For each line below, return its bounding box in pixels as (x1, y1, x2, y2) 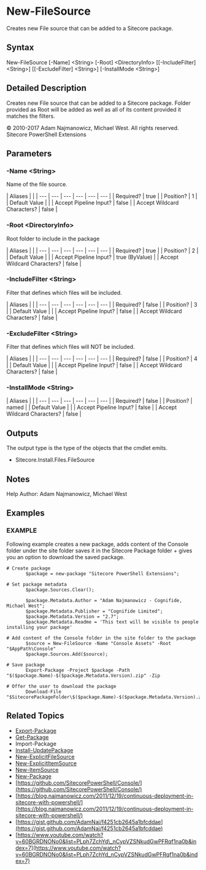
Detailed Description (6, 83, 87, 93)
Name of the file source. (6, 181, 67, 188)
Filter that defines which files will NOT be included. (6, 343, 135, 351)
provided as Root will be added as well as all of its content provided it (6, 105, 181, 113)
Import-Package (15, 740, 57, 747)
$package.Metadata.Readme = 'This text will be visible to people (25, 619, 199, 625)
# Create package (6, 565, 51, 571)
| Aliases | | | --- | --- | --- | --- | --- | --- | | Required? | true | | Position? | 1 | (6, 193, 197, 200)
